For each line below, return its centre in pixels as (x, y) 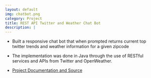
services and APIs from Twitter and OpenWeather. (62, 61)
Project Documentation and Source (47, 70)
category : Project (24, 18)
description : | (20, 28)
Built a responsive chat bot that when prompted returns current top (79, 41)
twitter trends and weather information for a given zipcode (70, 47)
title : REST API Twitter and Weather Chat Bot (53, 23)
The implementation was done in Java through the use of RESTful (78, 56)
